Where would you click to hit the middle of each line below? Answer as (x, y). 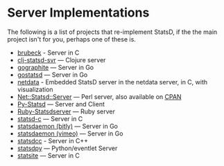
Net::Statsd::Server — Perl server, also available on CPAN (99, 96)
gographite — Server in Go (55, 67)
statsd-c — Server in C (50, 118)
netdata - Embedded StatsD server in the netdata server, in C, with (112, 82)
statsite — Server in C (48, 155)
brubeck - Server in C (48, 53)
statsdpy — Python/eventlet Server (67, 148)
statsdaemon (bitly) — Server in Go (67, 126)
